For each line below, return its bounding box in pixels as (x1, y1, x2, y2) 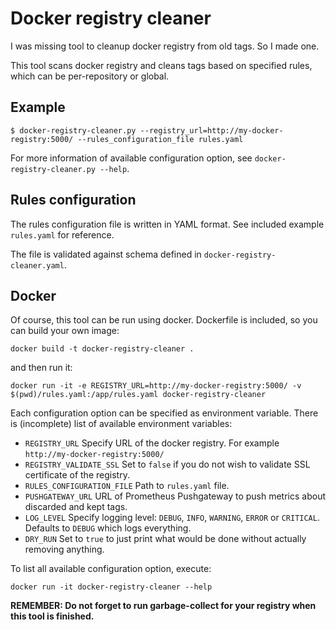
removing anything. (24, 543, 105, 556)
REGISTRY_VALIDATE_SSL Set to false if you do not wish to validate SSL (24, 458, 311, 471)
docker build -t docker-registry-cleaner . (10, 344, 195, 354)
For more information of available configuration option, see (10, 152, 253, 164)
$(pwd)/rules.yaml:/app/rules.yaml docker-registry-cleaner (10, 390, 267, 400)
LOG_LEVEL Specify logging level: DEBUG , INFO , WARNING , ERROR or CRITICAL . (24, 512, 320, 524)
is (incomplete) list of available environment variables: (10, 418, 233, 430)
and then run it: (10, 362, 73, 374)
